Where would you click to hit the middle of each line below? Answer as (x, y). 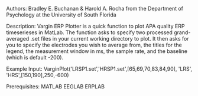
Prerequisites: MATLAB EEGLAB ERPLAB (56, 87)
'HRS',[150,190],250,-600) (38, 75)
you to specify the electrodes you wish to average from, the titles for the (94, 45)
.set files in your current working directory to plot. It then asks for (110, 39)
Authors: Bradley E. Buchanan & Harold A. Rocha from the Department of (95, 9)
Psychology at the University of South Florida (61, 15)
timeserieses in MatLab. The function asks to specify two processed (90, 32)
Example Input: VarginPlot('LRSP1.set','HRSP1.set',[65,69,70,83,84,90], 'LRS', (99, 69)
